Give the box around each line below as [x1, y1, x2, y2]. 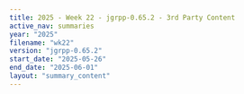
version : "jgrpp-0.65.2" [9, 47, 103, 56]
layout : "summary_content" [9, 72, 111, 81]
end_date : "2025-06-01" [9, 64, 99, 73]
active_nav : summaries [9, 21, 95, 30]
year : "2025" [9, 30, 59, 38]
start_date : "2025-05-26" [9, 55, 106, 64]
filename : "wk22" [9, 38, 75, 47]
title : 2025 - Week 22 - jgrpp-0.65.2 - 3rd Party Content [9, 13, 236, 22]
